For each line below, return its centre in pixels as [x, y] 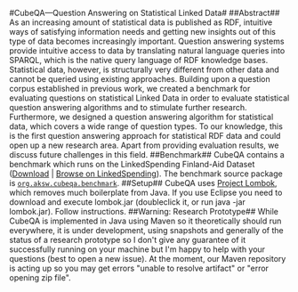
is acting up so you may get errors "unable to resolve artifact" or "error [139, 268]
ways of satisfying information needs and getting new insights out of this [142, 32]
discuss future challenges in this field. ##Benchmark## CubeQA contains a [147, 154]
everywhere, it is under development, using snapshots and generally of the [146, 230]
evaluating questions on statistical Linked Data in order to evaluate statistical [149, 98]
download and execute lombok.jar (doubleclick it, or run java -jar [128, 202]
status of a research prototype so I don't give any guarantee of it [128, 240]
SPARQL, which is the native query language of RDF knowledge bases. [139, 60]
